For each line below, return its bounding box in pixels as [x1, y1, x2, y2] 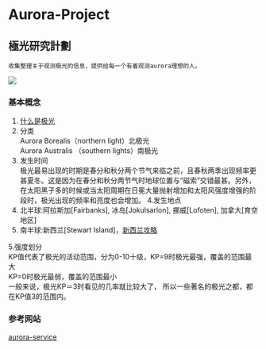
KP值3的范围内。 [14, 292, 71, 301]
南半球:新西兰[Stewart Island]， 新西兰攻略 [19, 225, 157, 235]
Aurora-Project [8, 6, 110, 24]
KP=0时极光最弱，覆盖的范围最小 [8, 272, 118, 282]
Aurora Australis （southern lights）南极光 [19, 146, 159, 155]
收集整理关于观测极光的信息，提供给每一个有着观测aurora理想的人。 [8, 62, 201, 70]
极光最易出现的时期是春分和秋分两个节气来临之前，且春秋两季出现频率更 [19, 166, 256, 175]
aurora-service [8, 332, 57, 342]
